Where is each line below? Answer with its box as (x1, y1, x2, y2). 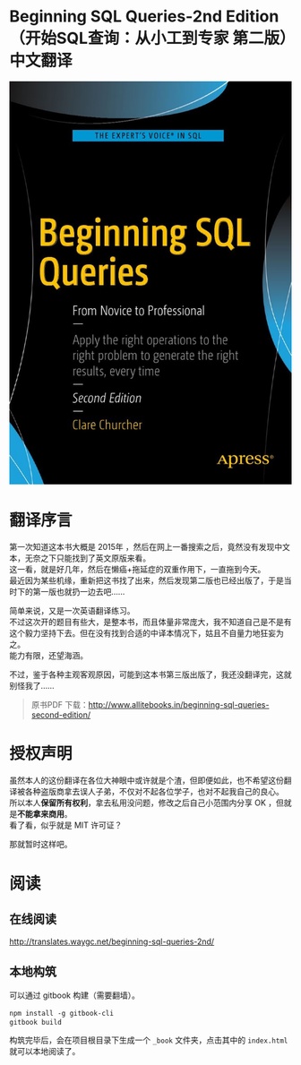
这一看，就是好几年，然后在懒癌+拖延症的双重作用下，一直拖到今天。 (9, 563, 266, 574)
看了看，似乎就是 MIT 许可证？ (9, 820, 123, 830)
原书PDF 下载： (30, 699, 90, 709)
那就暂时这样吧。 (9, 838, 73, 849)
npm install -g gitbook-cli (9, 1009, 115, 1018)
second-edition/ (30, 709, 91, 720)
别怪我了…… (9, 680, 56, 691)
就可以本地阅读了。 (9, 1045, 81, 1056)
